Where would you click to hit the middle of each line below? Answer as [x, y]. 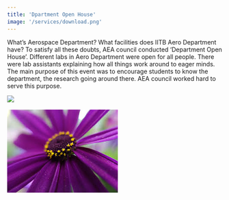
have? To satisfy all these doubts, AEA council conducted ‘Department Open [114, 49]
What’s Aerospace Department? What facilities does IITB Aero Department [112, 42]
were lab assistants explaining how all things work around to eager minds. [111, 64]
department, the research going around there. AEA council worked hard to [112, 78]
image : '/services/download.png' [55, 22]
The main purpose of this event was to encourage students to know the [108, 71]
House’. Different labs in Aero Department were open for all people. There [111, 57]
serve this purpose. [35, 86]
